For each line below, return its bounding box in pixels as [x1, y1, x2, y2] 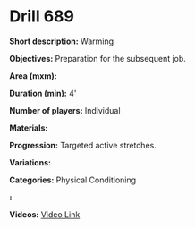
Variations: [9, 156, 52, 167]
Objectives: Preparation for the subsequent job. [9, 53, 186, 63]
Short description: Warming [9, 36, 114, 46]
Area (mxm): [9, 70, 57, 81]
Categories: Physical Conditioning [9, 174, 137, 185]
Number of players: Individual [9, 105, 121, 115]
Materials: [9, 122, 48, 133]
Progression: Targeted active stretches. [9, 139, 157, 150]
